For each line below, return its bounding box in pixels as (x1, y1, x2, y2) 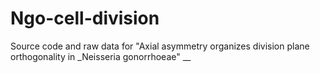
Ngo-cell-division (10, 7, 160, 30)
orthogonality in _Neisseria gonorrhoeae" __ (10, 50, 192, 62)
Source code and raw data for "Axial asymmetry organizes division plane (10, 40, 310, 52)
